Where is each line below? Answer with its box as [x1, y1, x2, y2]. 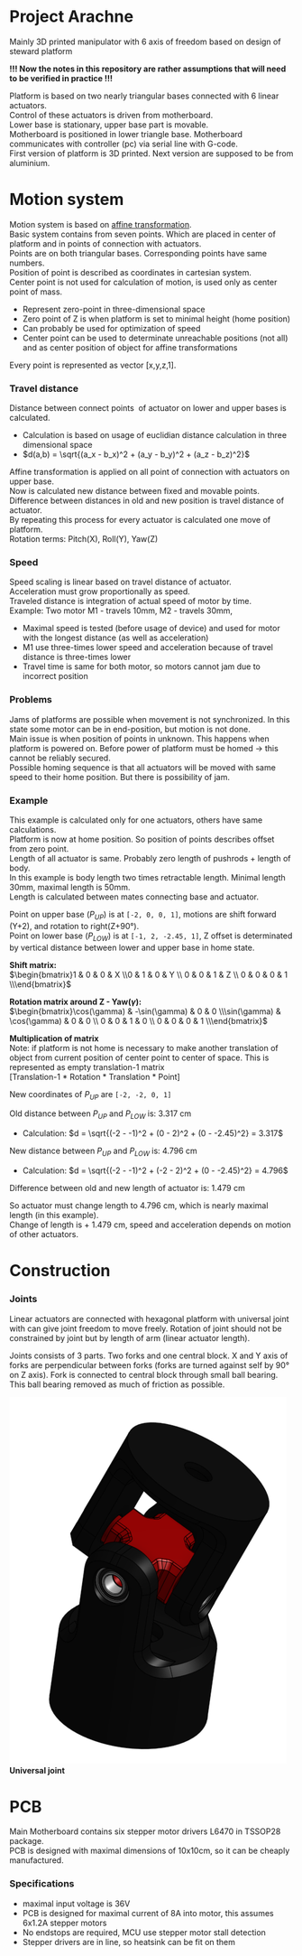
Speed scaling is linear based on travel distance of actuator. [9, 576, 232, 588]
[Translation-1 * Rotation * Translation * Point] [9, 1071, 180, 1082]
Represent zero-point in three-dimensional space [22, 303, 206, 314]
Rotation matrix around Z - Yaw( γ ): [9, 996, 142, 1007]
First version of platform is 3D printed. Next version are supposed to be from [9, 147, 294, 159]
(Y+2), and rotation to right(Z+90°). [9, 920, 140, 931]
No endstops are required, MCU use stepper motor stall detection [22, 1926, 266, 1938]
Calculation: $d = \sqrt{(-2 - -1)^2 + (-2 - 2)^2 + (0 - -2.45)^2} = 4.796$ [22, 1165, 288, 1176]
